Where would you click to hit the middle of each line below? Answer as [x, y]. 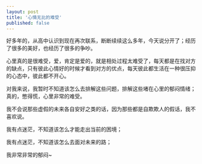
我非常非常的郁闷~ [29, 155]
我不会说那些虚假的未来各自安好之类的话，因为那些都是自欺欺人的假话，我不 [101, 109]
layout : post [23, 12]
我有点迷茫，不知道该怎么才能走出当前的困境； [64, 129]
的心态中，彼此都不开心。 [38, 76]
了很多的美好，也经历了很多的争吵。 [51, 48]
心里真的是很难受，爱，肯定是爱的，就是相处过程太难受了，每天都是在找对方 [101, 61]
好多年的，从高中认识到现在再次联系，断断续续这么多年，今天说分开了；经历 [101, 41]
